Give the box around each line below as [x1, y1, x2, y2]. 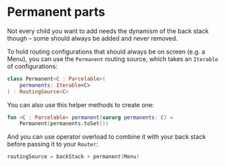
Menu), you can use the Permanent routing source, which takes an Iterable [7, 54, 218, 63]
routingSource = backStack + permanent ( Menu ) [7, 153, 139, 160]
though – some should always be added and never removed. [7, 34, 178, 42]
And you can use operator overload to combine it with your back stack [7, 133, 206, 141]
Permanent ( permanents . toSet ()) [19, 120, 109, 127]
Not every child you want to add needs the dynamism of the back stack [7, 27, 209, 35]
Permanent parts [7, 4, 106, 20]
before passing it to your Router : [7, 140, 98, 148]
